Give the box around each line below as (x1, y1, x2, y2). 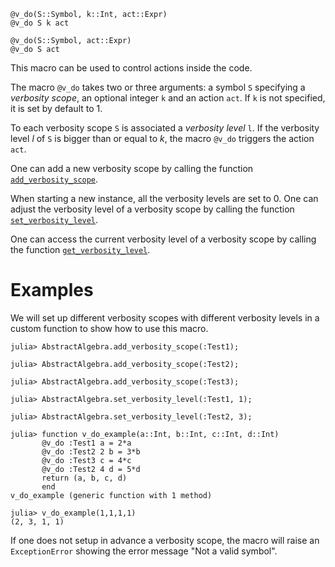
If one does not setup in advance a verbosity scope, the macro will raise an (10, 534, 320, 546)
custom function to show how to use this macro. (10, 322, 209, 334)
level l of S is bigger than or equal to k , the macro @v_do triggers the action (10, 133, 315, 144)
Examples (10, 279, 94, 302)
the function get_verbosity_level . (10, 244, 151, 255)
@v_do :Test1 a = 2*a (41, 438, 132, 448)
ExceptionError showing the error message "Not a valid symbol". (10, 545, 278, 557)
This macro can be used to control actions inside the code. (10, 62, 253, 74)
